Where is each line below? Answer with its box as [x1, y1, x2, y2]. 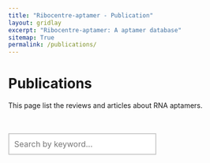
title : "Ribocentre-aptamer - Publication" [8, 11, 154, 20]
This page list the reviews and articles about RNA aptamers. [8, 101, 203, 110]
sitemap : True [8, 33, 55, 42]
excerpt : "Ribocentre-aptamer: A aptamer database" [8, 26, 182, 34]
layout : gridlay [8, 19, 62, 27]
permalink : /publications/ [8, 41, 97, 49]
